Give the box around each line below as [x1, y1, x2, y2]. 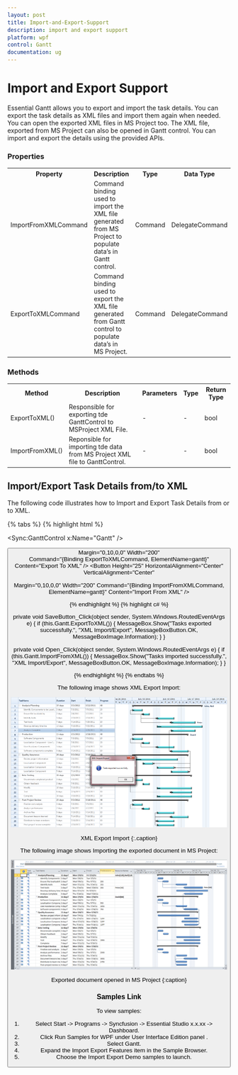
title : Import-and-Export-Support [7, 18, 110, 26]
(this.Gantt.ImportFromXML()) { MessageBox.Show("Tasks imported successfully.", [11, 652, 227, 660]
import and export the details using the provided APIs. [7, 133, 165, 142]
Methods [7, 367, 39, 377]
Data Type [183, 169, 215, 178]
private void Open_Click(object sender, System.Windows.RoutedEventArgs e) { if [13, 646, 225, 653]
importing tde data [68, 443, 123, 451]
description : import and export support [7, 26, 129, 33]
